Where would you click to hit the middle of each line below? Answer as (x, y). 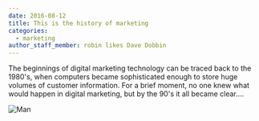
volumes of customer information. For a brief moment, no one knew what (129, 86)
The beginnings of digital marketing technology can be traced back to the (130, 68)
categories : (28, 30)
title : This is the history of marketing (79, 23)
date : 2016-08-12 (37, 16)
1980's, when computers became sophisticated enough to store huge (123, 77)
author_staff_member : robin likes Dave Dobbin (87, 46)
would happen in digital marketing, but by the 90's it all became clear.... (126, 94)
